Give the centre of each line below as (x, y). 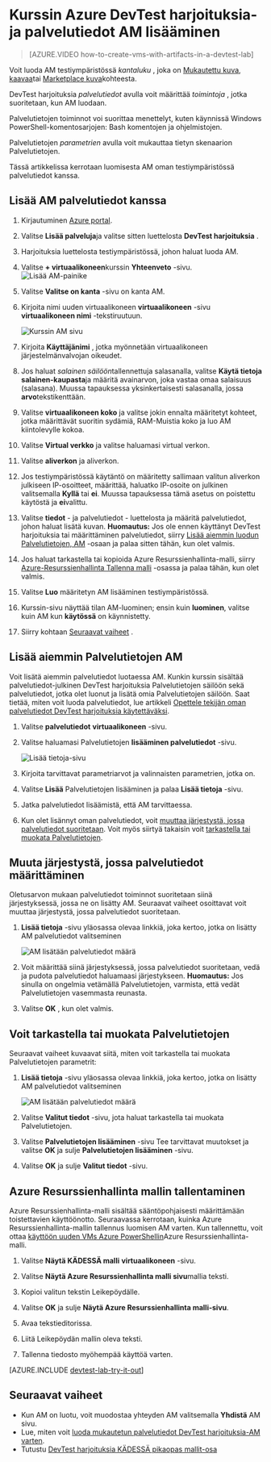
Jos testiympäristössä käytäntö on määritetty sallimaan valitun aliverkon (140, 476)
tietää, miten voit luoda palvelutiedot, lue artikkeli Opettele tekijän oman (128, 702)
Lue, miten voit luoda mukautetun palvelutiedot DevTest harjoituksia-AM (140, 1432)
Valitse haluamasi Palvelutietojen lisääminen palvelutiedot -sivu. (129, 742)
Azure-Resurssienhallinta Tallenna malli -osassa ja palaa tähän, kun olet (140, 567)
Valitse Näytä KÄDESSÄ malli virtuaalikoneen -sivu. (108, 1261)
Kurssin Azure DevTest (88, 15)
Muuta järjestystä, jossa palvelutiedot (106, 862)
